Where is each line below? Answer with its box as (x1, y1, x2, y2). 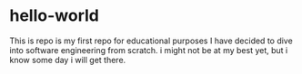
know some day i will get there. (9, 54, 126, 65)
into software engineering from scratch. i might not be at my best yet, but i (9, 44, 288, 55)
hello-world (9, 5, 100, 26)
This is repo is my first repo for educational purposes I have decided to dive (9, 35, 293, 46)
